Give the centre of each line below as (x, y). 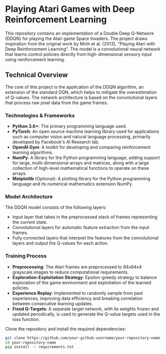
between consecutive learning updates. (53, 303)
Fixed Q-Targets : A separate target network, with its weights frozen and (85, 309)
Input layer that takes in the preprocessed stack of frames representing (85, 217)
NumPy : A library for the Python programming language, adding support (86, 158)
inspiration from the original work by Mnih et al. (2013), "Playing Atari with (80, 43)
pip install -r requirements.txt (40, 347)
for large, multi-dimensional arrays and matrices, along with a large (81, 163)
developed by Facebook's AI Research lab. (56, 142)
